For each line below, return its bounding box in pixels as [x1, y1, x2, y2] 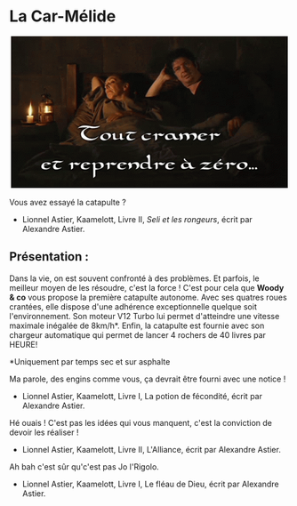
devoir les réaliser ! [9, 427, 79, 438]
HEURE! [9, 339, 38, 349]
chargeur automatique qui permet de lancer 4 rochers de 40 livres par [9, 329, 267, 340]
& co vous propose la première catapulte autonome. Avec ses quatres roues [9, 292, 287, 302]
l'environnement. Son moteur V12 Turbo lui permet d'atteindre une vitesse [9, 310, 280, 321]
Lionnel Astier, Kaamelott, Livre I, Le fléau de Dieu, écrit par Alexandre [21, 478, 279, 489]
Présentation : [9, 249, 89, 264]
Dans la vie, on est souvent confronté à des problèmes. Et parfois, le [9, 273, 260, 284]
